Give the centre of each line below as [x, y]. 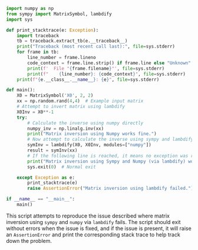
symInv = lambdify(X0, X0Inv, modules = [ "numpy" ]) [89, 145]
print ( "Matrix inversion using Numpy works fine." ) [92, 134]
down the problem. [29, 241]
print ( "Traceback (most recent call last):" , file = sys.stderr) [96, 47]
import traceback [38, 35]
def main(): [21, 90]
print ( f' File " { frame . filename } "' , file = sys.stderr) [96, 68]
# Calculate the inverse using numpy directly [85, 123]
